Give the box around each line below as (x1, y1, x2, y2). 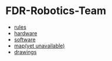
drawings (13, 48, 37, 55)
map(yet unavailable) (13, 42, 65, 49)
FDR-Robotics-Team (5, 4, 107, 18)
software (13, 36, 36, 43)
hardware (13, 29, 38, 36)
